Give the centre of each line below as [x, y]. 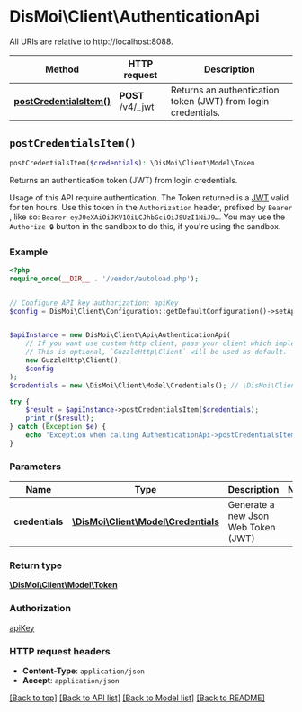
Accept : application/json [71, 680]
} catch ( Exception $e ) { [58, 427]
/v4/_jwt [137, 107]
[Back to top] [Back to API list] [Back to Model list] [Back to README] [137, 698]
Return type [36, 565]
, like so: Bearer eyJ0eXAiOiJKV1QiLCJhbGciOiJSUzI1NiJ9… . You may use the [147, 217]
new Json [249, 516]
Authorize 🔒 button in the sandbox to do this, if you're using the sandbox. [145, 226]
